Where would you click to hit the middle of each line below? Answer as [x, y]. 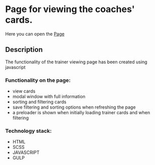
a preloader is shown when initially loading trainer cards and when [81, 113]
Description [24, 50]
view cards [24, 91]
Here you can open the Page [35, 34]
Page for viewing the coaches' [70, 9]
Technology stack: [28, 131]
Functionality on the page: [38, 80]
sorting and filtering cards [39, 102]
